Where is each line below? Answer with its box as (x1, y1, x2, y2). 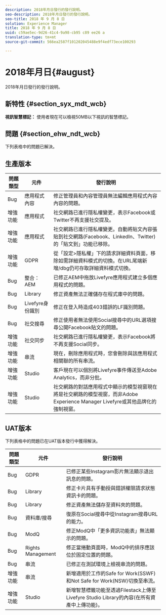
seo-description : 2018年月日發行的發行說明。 (5, 12, 92, 17)
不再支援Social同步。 (53, 341, 103, 348)
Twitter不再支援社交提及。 (53, 217, 115, 223)
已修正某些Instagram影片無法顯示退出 (66, 468, 154, 475)
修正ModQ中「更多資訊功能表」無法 (66, 527, 150, 534)
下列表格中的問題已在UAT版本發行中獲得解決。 (5, 438, 100, 444)
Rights (25, 544, 41, 551)
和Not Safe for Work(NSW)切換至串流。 (66, 577, 158, 584)
